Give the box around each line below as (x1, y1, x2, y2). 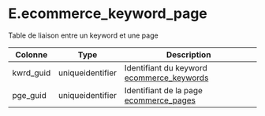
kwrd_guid (12, 67, 51, 78)
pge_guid (12, 89, 47, 100)
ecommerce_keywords (124, 72, 209, 83)
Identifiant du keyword (124, 62, 207, 73)
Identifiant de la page (124, 85, 203, 96)
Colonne (15, 49, 48, 60)
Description (166, 49, 211, 60)
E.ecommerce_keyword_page (8, 5, 207, 23)
